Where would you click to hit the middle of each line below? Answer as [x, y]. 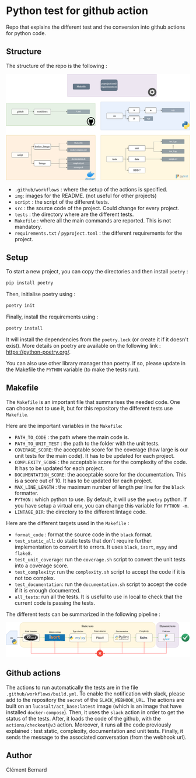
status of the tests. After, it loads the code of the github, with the [84, 718]
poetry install [24, 328]
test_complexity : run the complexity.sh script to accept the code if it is [100, 571]
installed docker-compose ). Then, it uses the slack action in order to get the [95, 712]
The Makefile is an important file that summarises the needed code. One [93, 402]
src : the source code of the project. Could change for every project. [97, 208]
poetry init [20, 306]
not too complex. [35, 578]
